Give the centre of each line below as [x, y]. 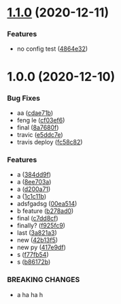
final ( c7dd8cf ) [38, 218]
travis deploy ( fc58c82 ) [50, 142]
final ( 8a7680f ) [38, 127]
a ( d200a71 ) [34, 189]
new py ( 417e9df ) [41, 247]
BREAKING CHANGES [44, 280]
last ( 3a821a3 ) [37, 233]
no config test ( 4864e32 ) [52, 49]
